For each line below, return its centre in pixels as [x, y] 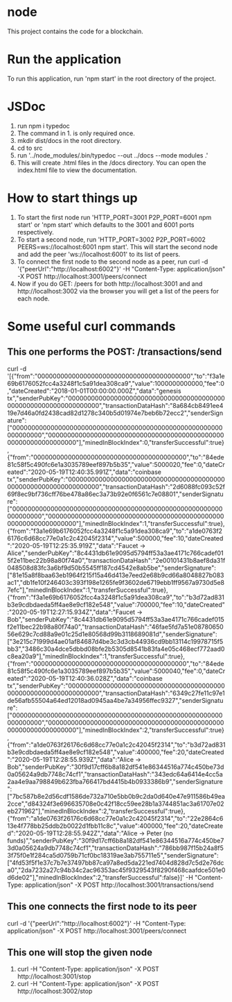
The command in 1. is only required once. [76, 133]
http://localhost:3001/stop [54, 976]
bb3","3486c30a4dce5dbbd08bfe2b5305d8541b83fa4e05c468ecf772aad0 [116, 649]
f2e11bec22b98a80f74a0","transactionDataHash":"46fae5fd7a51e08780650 [115, 627]
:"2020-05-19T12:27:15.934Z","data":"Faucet [71, 612]
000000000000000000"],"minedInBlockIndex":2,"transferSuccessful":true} [116, 730]
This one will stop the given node [80, 952]
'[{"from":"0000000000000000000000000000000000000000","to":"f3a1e [116, 376]
